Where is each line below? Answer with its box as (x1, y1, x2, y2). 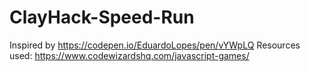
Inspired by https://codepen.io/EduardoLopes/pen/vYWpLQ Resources (9, 39, 301, 51)
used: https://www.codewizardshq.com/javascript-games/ (9, 49, 250, 61)
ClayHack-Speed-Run (9, 6, 195, 29)
